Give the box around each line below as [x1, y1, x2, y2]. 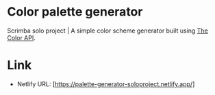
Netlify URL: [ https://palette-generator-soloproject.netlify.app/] [16, 79, 195, 88]
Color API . [7, 33, 36, 41]
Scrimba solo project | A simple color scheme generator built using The [7, 26, 209, 35]
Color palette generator [7, 4, 143, 20]
